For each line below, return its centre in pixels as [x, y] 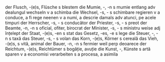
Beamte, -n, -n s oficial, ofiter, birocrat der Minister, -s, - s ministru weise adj [83, 28]
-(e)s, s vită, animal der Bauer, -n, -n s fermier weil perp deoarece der [76, 44]
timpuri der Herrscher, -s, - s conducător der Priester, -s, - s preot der [76, 23]
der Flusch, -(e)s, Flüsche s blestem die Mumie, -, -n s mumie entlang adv [80, 7]
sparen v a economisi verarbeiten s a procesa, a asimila [62, 54]
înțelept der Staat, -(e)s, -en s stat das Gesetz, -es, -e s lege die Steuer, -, [80, 33]
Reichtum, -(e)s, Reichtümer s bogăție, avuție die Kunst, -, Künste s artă [78, 49]
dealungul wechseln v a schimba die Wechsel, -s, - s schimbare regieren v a [82, 12]
